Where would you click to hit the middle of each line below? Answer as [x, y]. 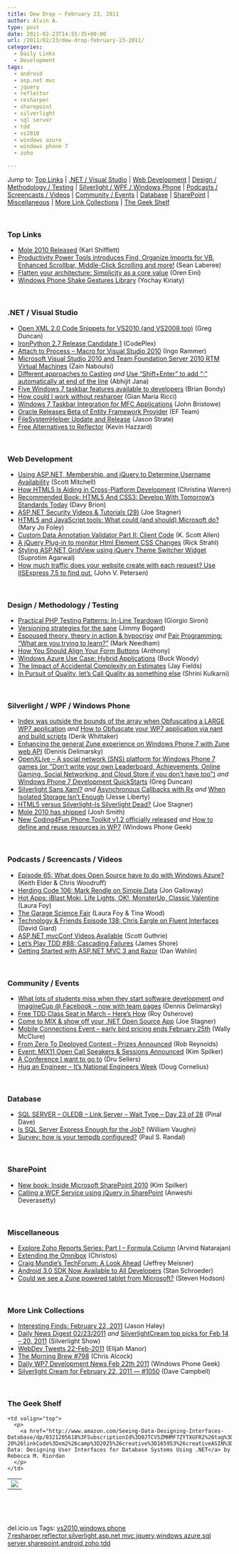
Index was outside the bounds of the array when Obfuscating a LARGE [121, 721]
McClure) [31, 1037]
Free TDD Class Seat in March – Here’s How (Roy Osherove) [105, 1014]
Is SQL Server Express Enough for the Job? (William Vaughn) [107, 1129]
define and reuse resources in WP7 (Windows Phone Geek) [105, 827]
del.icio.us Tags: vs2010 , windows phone [67, 1528]
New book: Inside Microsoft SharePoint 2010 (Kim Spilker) [102, 1185]
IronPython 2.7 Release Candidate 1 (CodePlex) [87, 343]
